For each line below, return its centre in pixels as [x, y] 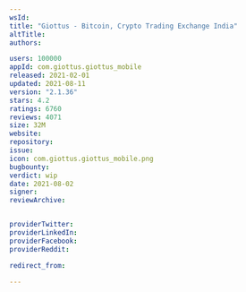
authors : [25, 43]
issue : [21, 150]
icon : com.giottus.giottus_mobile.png [81, 159]
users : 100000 [36, 59]
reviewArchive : [38, 201]
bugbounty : [30, 167]
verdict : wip [34, 176]
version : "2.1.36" [43, 92]
